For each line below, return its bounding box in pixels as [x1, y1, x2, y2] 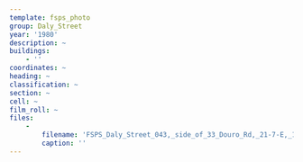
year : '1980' [9, 30, 59, 39]
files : [9, 113, 34, 122]
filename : [41, 130, 78, 139]
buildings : [9, 47, 50, 56]
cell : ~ [9, 96, 39, 106]
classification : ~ [9, 80, 78, 89]
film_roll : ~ [9, 105, 59, 114]
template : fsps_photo [9, 13, 91, 22]
